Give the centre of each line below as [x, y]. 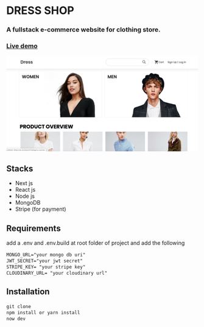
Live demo [22, 46]
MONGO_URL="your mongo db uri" [46, 255]
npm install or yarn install [43, 312]
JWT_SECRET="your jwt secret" [45, 261]
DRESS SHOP [40, 11]
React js [25, 190]
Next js [24, 183]
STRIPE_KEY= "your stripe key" [46, 267]
